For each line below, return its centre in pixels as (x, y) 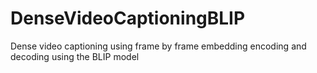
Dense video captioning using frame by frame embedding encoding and (158, 46)
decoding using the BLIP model (75, 56)
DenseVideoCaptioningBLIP (128, 18)
